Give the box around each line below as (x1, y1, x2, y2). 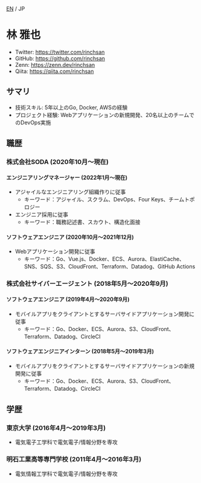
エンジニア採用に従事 (14, 211, 68, 218)
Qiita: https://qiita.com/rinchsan (14, 68, 94, 75)
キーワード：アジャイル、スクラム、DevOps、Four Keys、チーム (24, 196, 185, 203)
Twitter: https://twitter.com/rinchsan (14, 48, 105, 55)
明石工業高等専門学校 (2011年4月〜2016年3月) (6, 455, 142, 464)
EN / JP (6, 5, 25, 12)
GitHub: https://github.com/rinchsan (14, 54, 106, 62)
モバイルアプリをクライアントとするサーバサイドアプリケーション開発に (14, 310, 195, 317)
